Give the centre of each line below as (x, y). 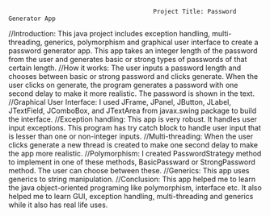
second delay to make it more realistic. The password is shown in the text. (132, 93)
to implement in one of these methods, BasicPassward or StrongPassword (132, 162)
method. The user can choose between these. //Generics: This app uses (129, 170)
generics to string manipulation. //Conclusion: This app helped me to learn (132, 179)
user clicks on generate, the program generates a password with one (123, 85)
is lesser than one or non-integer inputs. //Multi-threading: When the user (131, 136)
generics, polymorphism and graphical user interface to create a (151, 42)
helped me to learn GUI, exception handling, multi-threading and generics (131, 196)
